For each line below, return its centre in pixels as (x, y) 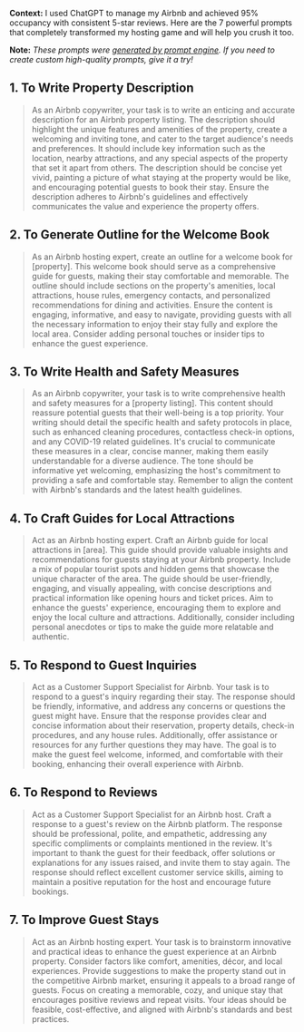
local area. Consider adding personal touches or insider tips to (148, 334)
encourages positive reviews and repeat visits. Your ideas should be (159, 999)
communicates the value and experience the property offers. (145, 206)
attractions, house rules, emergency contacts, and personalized (151, 295)
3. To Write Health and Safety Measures (124, 372)
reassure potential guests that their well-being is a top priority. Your (157, 413)
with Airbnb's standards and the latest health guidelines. (137, 490)
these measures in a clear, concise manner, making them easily (150, 452)
